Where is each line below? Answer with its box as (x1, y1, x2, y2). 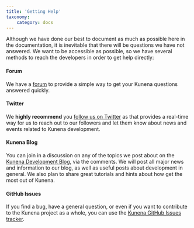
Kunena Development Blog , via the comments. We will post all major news (6, 158, 184, 165)
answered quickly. (6, 87, 50, 94)
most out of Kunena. (6, 177, 56, 184)
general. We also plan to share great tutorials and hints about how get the (6, 170, 183, 177)
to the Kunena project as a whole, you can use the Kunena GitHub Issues (6, 209, 182, 216)
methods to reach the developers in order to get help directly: (6, 54, 154, 61)
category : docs (16, 19, 54, 25)
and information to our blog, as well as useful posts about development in (6, 164, 183, 171)
